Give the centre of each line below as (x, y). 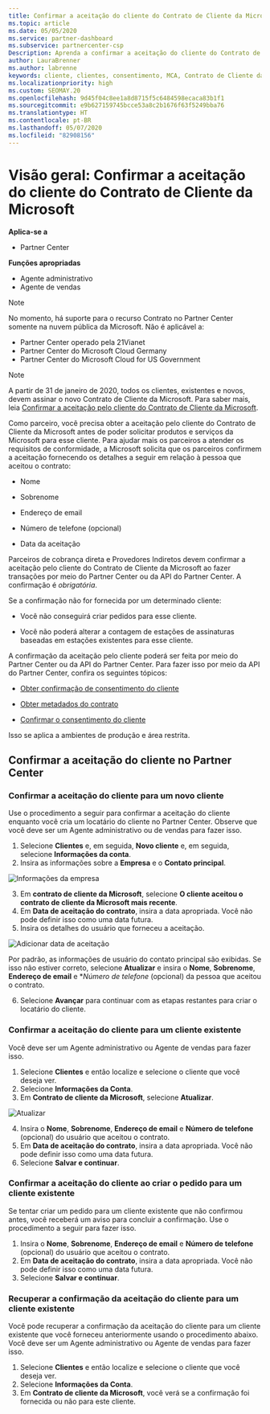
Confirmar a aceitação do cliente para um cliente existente (125, 1030)
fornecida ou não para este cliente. (78, 1402)
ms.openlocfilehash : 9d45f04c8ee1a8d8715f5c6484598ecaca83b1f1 (117, 98)
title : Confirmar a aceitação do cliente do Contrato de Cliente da (125, 16)
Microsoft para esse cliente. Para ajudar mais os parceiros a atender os (126, 440)
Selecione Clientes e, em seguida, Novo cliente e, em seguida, (125, 846)
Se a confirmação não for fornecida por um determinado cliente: (115, 600)
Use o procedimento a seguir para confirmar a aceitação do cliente (119, 814)
